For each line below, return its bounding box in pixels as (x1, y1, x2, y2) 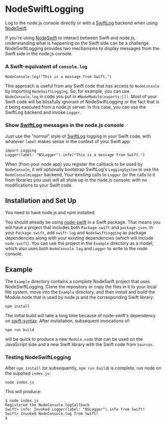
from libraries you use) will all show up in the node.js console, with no (5, 177, 147, 183)
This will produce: (5, 389, 42, 395)
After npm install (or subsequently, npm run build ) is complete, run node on (5, 365, 162, 371)
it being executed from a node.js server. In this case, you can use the (5, 104, 146, 110)
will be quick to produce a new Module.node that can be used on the (5, 336, 143, 342)
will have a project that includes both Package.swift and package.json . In (5, 224, 154, 230)
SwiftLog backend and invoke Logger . (5, 109, 82, 115)
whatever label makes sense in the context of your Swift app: (5, 138, 131, 144)
